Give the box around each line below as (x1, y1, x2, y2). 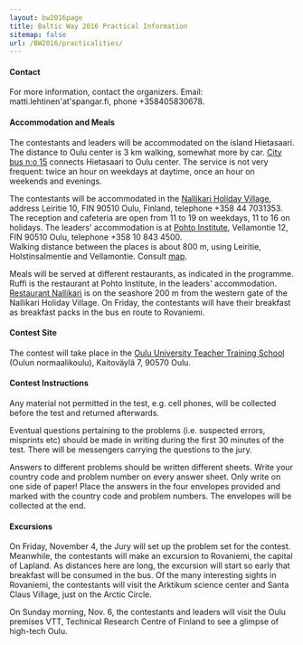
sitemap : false (9, 30, 67, 39)
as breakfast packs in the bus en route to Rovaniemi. (9, 307, 205, 318)
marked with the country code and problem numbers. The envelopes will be (9, 490, 292, 502)
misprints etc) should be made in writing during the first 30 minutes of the (9, 435, 285, 446)
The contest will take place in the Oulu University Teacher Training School (9, 347, 285, 358)
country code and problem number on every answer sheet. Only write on (9, 471, 281, 482)
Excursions (9, 521, 52, 532)
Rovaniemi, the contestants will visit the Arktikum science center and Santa (9, 580, 289, 591)
